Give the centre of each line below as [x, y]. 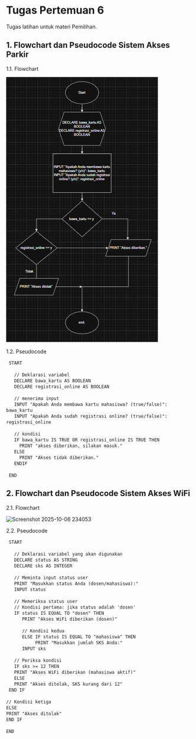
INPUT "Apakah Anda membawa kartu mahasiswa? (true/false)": [91, 404]
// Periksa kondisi [38, 660]
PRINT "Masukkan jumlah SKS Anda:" [79, 643]
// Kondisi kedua [43, 631]
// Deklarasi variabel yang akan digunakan [68, 554]
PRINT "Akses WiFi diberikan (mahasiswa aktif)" [75, 672]
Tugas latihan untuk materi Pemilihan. [52, 27]
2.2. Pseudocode [27, 530]
